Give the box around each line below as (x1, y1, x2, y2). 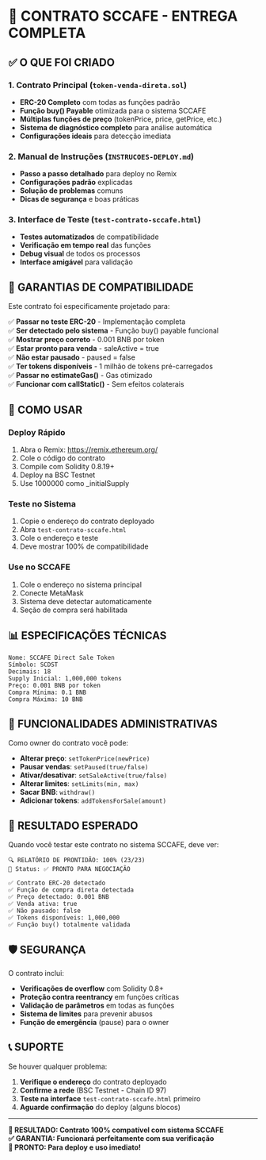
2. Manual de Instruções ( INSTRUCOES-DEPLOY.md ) (8, 151, 195, 162)
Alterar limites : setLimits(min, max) (19, 779, 139, 788)
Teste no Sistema (8, 498, 77, 509)
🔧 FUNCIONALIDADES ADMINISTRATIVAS (8, 717, 218, 730)
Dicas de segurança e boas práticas (19, 195, 139, 204)
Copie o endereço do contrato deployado (19, 516, 155, 526)
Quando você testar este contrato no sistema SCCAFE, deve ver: (8, 840, 219, 849)
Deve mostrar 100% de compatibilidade (19, 541, 149, 551)
